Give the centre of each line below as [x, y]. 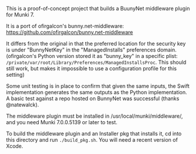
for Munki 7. [20, 15]
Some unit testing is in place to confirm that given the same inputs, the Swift [98, 86]
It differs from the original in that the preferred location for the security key [96, 44]
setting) [16, 75]
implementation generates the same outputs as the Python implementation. [97, 92]
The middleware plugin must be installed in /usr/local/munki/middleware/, [94, 116]
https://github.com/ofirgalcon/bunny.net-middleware [70, 32]
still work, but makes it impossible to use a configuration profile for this [92, 69]
